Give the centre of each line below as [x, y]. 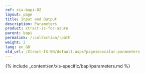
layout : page [19, 14]
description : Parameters [31, 24]
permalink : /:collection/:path [38, 38]
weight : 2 [16, 42]
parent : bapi [19, 33]
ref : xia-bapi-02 [23, 10]
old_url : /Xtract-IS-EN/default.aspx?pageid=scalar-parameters [73, 51]
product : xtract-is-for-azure [37, 28]
